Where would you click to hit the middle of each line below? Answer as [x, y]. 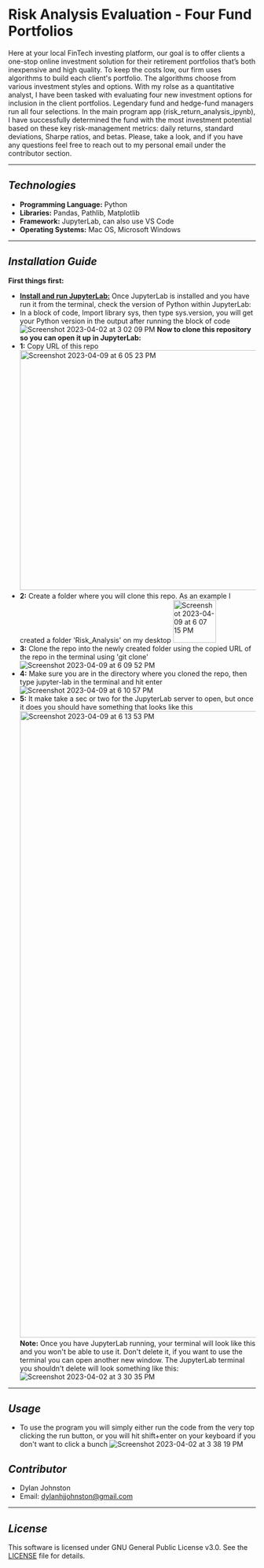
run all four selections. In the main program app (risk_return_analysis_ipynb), [132, 111]
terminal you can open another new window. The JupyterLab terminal [132, 1360]
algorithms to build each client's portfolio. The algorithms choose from [122, 78]
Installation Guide [53, 262]
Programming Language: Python [73, 204]
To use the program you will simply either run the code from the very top [137, 1428]
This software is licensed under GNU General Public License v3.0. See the [128, 1547]
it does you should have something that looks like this [106, 707]
